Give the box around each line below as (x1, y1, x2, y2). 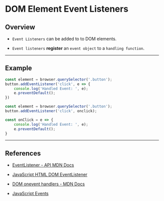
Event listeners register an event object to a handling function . (12, 45, 145, 51)
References (5, 149, 41, 157)
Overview (5, 23, 36, 31)
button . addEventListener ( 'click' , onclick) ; (5, 109, 97, 113)
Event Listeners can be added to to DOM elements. (12, 36, 117, 42)
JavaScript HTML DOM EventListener (12, 172, 88, 178)
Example (5, 64, 32, 72)
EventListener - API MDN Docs (12, 162, 74, 168)
